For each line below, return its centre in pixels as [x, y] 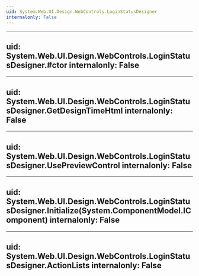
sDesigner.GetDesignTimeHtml [65, 110]
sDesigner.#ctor [37, 65]
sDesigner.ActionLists [48, 266]
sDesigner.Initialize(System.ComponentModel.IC [99, 211]
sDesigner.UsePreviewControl [63, 166]
